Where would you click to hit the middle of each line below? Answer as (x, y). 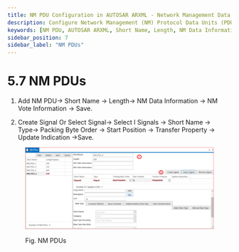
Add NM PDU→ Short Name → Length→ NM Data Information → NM (118, 101)
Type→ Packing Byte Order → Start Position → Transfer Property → (116, 130)
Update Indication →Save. (56, 137)
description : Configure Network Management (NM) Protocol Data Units (113, 22)
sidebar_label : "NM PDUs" (46, 45)
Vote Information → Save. (55, 109)
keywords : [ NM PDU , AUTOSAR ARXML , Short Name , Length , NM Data (105, 30)
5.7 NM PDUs (47, 81)
